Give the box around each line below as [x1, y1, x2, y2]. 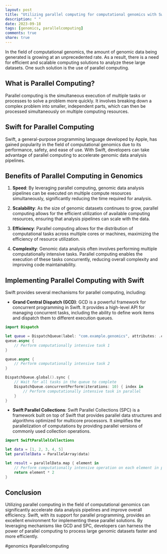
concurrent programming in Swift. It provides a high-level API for [12, 304, 145, 310]
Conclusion [5, 488, 42, 497]
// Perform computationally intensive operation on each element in [14, 465, 159, 470]
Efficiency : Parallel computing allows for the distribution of [12, 226, 133, 232]
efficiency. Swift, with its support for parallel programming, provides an [5, 512, 151, 518]
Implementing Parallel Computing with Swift [5, 276, 144, 284]
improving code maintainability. [12, 262, 77, 268]
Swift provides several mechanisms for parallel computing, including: [5, 289, 147, 295]
